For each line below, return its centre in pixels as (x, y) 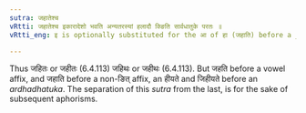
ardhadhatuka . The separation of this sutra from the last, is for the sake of (149, 89)
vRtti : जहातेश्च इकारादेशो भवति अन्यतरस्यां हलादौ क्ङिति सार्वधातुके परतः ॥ (116, 26)
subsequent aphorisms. (54, 99)
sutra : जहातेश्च (34, 18)
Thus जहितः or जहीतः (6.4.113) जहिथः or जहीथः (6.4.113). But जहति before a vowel (148, 68)
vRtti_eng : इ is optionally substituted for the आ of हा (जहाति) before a (150, 35)
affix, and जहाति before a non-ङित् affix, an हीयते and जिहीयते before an (133, 79)
